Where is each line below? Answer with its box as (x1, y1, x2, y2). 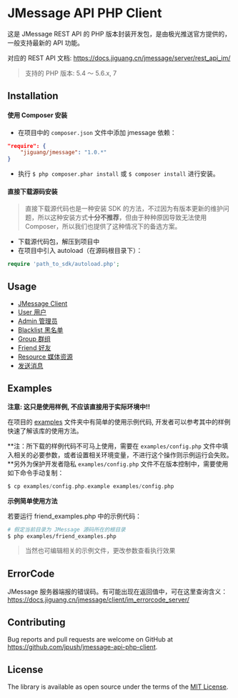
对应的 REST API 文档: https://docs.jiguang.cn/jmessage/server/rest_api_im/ (7, 54, 231, 62)
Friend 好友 (17, 344, 51, 352)
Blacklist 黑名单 (17, 326, 64, 334)
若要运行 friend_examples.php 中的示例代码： (7, 512, 142, 520)
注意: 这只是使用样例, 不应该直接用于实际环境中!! (7, 402, 151, 411)
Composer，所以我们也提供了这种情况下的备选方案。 (24, 222, 182, 231)
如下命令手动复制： (7, 468, 64, 477)
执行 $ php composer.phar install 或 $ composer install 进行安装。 (17, 169, 219, 178)
